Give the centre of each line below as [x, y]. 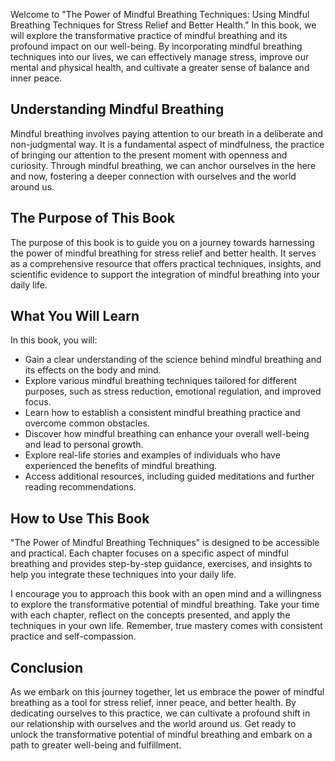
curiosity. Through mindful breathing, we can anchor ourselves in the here [163, 165]
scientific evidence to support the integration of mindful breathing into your [165, 274]
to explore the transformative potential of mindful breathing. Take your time [165, 605]
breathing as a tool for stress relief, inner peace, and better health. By [153, 703]
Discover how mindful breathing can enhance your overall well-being [167, 434]
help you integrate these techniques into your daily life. [123, 575]
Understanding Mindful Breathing [117, 109]
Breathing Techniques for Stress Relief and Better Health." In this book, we [163, 25]
